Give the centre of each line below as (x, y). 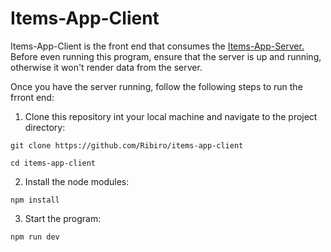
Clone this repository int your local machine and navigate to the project (171, 116)
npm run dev (35, 237)
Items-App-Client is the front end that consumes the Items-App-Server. (157, 46)
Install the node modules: (77, 181)
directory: (45, 127)
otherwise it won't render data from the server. (106, 67)
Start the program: (63, 218)
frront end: (32, 97)
